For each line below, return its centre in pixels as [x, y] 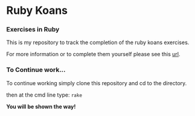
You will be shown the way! [41, 106]
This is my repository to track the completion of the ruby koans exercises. [98, 42]
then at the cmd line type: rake [44, 95]
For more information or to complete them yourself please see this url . [93, 54]
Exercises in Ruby [33, 30]
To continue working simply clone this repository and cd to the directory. [97, 83]
